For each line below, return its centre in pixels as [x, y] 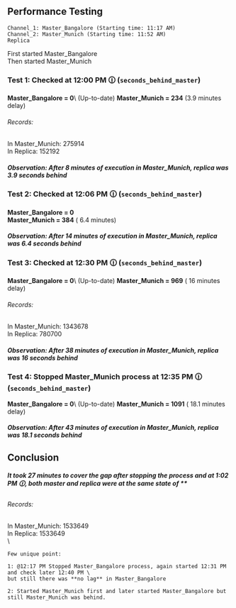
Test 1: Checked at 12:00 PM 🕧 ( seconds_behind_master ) [104, 79]
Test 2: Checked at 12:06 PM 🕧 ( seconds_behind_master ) [105, 194]
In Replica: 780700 [35, 334]
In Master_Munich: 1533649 [48, 526]
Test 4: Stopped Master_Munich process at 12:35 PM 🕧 [105, 377]
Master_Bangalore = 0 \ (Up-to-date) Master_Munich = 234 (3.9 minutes [114, 98]
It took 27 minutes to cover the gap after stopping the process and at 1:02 [118, 475]
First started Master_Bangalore [52, 53]
